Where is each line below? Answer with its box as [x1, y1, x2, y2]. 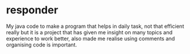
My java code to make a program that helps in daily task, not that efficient [6, 23, 184, 30]
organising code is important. [6, 41, 78, 48]
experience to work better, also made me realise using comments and [6, 35, 175, 42]
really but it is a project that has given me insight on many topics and [6, 28, 172, 35]
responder [6, 3, 59, 17]
